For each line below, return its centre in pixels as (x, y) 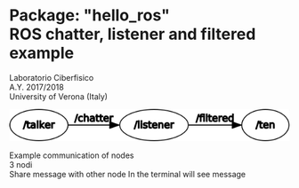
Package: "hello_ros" (90, 16)
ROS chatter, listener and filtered (133, 34)
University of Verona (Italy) (59, 96)
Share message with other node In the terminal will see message (128, 174)
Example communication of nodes (72, 155)
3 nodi (21, 164)
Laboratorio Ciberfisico (52, 77)
